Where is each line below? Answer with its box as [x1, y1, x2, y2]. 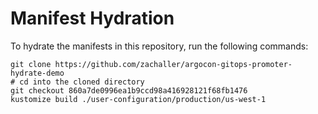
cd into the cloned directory [19, 77, 145, 87]
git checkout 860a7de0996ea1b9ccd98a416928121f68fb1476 [10, 85, 248, 96]
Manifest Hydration [10, 7, 175, 30]
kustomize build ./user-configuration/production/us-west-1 [10, 94, 267, 104]
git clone [10, 59, 52, 69]
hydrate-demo [10, 68, 65, 78]
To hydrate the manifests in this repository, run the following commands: [10, 40, 309, 52]
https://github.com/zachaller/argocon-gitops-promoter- [54, 59, 293, 69]
